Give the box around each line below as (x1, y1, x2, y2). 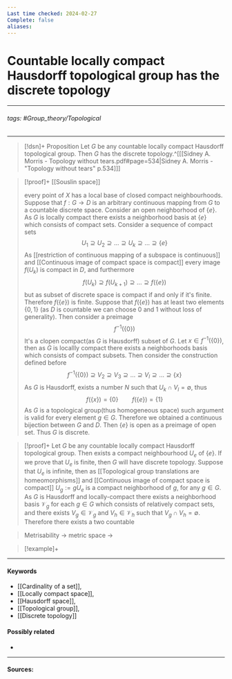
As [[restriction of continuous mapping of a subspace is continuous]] (23, 251, 221, 260)
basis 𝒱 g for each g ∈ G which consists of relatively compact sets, (23, 500, 215, 509)
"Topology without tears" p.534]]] (23, 164, 121, 172)
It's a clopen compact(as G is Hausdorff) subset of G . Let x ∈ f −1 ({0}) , (23, 335, 224, 345)
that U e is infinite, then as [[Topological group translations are (23, 467, 200, 477)
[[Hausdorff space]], (17, 597, 76, 606)
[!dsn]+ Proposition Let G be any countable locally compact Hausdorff (23, 142, 224, 150)
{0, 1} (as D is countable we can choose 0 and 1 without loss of (23, 305, 202, 314)
